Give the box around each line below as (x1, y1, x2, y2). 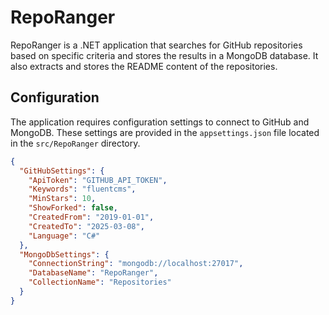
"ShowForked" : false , (28, 203, 118, 213)
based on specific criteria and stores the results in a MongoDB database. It (10, 49, 319, 61)
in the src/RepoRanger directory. (10, 137, 141, 149)
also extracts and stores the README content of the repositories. (10, 60, 278, 72)
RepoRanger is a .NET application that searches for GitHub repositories (10, 39, 303, 51)
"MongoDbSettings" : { (19, 249, 110, 260)
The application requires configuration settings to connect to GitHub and (10, 116, 310, 128)
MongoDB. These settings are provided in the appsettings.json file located (10, 126, 320, 138)
